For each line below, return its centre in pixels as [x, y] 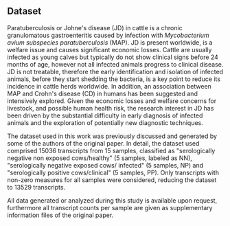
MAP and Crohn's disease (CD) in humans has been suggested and [102, 93]
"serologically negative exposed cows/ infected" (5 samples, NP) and [105, 165]
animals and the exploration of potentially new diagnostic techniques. [105, 122]
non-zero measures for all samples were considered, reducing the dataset [112, 180]
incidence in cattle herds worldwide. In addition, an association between [109, 86]
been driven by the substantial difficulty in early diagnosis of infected [105, 115]
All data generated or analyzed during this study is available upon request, [112, 200]
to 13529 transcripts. [36, 187]
